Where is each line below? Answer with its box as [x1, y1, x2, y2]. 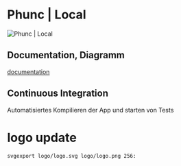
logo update [7, 130, 77, 145]
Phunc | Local [7, 7, 87, 23]
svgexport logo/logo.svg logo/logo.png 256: [7, 152, 136, 159]
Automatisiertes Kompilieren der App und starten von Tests [7, 106, 174, 114]
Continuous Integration [7, 88, 108, 99]
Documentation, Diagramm [7, 49, 125, 61]
